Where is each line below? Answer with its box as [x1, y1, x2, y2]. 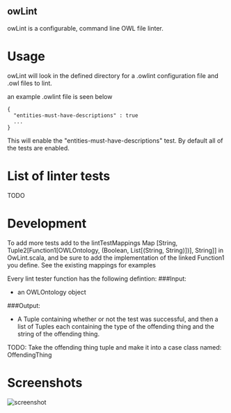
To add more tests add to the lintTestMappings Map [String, [7, 238, 178, 247]
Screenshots [7, 375, 83, 391]
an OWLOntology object [17, 288, 86, 296]
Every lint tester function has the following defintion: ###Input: [7, 274, 186, 283]
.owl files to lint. [7, 79, 52, 87]
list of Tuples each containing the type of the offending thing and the [17, 322, 214, 330]
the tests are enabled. [7, 143, 70, 152]
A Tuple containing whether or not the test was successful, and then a [17, 315, 218, 323]
